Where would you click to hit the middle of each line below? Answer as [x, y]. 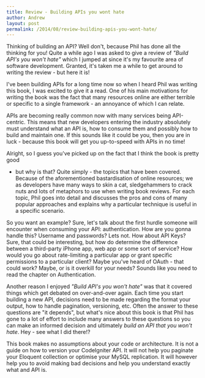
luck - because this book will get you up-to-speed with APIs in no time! [96, 142]
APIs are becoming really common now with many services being [89, 116]
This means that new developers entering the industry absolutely [109, 122]
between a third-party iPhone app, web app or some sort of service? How [99, 249]
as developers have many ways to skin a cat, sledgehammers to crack [104, 185]
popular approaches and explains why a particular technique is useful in [106, 204]
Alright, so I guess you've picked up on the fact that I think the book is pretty [103, 154]
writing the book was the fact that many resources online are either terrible [101, 97]
